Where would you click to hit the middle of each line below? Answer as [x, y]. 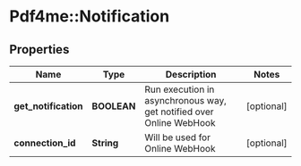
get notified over [179, 112]
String [105, 143]
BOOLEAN [114, 106]
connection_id [45, 143]
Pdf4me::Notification [90, 17]
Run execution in [180, 89]
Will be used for [177, 137]
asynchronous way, [185, 100]
